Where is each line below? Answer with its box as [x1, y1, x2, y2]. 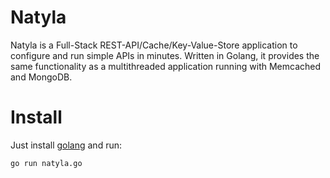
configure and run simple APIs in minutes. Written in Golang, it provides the [10, 49, 320, 61]
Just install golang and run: [10, 139, 122, 151]
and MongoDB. [10, 71, 73, 83]
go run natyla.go [10, 158, 83, 168]
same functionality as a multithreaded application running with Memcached [10, 60, 322, 72]
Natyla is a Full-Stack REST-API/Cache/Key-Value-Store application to [10, 39, 298, 51]
